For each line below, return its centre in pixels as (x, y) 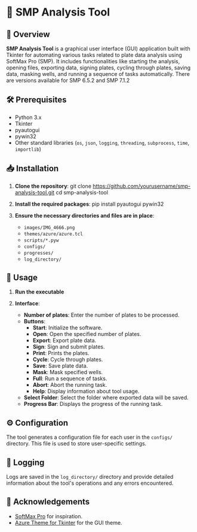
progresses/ (39, 253)
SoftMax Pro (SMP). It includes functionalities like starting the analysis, (93, 61)
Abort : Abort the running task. (70, 385)
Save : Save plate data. (60, 366)
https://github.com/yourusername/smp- (141, 186)
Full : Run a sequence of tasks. (70, 378)
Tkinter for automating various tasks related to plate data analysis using (94, 55)
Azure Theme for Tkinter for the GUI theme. (68, 522)
